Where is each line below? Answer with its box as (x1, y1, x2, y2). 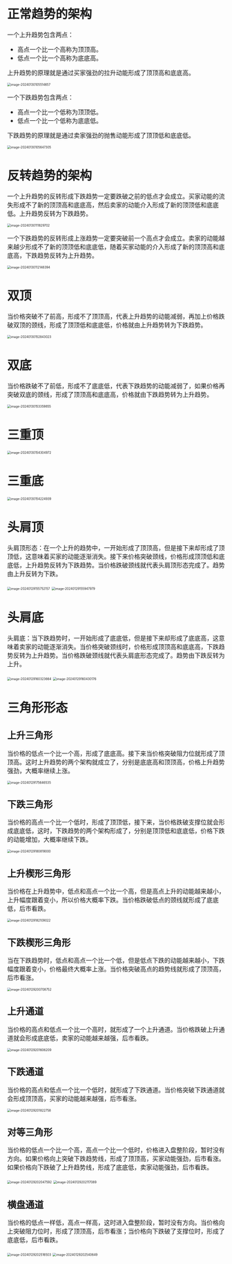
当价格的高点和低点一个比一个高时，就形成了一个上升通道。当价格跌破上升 (7, 1025, 219, 1033)
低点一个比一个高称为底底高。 (17, 53, 102, 62)
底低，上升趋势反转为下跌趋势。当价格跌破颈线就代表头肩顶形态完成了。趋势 (7, 560, 225, 569)
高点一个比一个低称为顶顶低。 (17, 108, 102, 116)
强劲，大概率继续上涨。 (7, 766, 74, 775)
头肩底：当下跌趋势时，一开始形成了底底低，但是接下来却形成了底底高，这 (7, 634, 219, 642)
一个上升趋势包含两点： (7, 30, 74, 39)
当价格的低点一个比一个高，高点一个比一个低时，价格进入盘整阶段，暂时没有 (7, 1146, 225, 1154)
